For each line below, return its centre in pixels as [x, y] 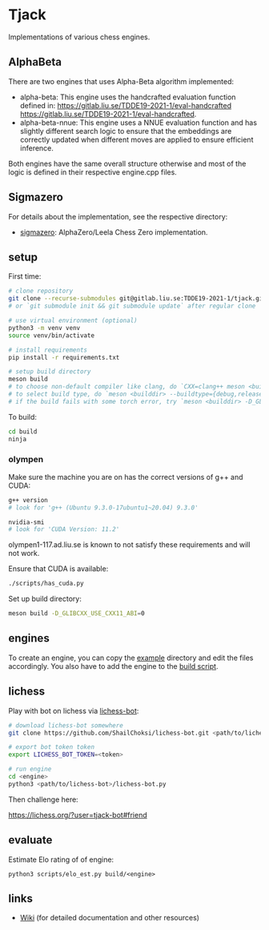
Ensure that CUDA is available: [58, 569]
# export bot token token [51, 747]
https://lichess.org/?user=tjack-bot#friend [78, 815]
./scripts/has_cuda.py [46, 584]
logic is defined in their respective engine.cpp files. [93, 172]
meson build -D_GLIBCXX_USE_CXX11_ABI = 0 [77, 614]
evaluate [30, 840]
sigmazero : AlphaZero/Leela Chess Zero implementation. [114, 232]
